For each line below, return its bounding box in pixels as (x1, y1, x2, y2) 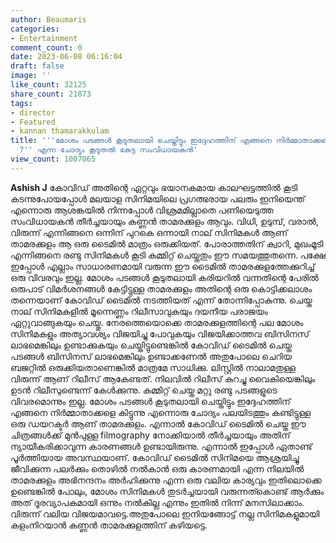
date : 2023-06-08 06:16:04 (10, 52, 123, 62)
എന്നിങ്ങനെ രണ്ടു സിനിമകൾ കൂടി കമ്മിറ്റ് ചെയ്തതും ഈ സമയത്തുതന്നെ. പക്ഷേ (10, 249, 326, 261)
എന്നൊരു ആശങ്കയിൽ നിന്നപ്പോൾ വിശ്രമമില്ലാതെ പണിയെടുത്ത (10, 204, 274, 216)
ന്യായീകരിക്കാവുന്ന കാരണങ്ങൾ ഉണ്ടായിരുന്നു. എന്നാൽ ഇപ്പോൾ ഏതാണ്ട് (10, 440, 313, 452)
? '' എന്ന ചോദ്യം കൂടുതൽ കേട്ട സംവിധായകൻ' (19, 145, 198, 155)
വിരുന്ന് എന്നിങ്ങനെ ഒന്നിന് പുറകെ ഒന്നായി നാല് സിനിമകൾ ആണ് (10, 226, 288, 238)
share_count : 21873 (10, 89, 92, 99)
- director (10, 107, 56, 118)
